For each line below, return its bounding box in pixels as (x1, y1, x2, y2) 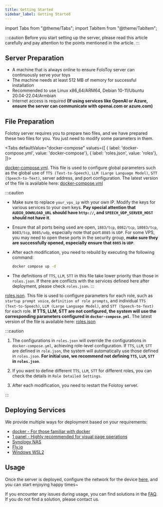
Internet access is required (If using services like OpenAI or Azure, (12, 98, 148, 104)
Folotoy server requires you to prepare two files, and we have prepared (5, 130, 148, 136)
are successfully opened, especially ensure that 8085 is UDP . (12, 240, 135, 246)
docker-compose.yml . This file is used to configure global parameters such (5, 165, 156, 171)
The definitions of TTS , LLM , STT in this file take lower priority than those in (12, 273, 159, 278)
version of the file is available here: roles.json (5, 318, 96, 324)
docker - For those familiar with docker (12, 428, 91, 434)
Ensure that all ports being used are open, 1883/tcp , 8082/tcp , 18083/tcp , (12, 224, 158, 230)
